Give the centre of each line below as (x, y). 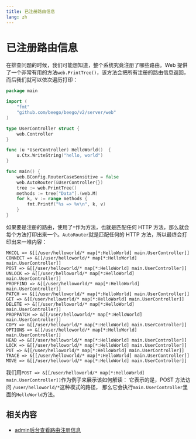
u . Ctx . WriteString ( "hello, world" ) (60, 156)
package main (22, 91)
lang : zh (17, 17)
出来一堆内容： (29, 242)
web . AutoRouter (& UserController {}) (60, 183)
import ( (17, 102)
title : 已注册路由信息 (31, 11)
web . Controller (35, 134)
